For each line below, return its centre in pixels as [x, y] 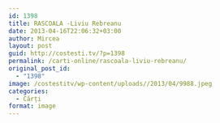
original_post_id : [39, 69]
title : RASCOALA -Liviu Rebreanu [65, 23]
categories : [28, 91]
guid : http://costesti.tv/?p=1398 [67, 53]
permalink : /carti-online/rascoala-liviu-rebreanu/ [97, 61]
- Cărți [29, 99]
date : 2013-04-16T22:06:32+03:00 [65, 31]
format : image [32, 106]
